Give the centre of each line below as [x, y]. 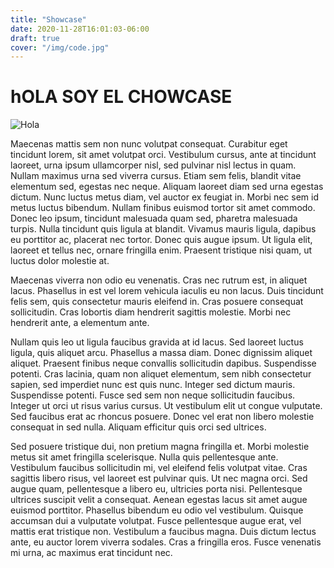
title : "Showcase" [48, 19]
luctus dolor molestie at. [60, 261]
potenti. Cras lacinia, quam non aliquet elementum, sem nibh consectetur [161, 374]
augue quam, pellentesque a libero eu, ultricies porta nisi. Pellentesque [156, 489]
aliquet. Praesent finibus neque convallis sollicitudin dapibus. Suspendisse [163, 363]
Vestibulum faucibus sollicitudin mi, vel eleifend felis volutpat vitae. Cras [159, 468]
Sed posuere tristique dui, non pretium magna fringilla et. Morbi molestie [160, 447]
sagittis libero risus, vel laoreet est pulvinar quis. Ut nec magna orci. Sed [159, 478]
